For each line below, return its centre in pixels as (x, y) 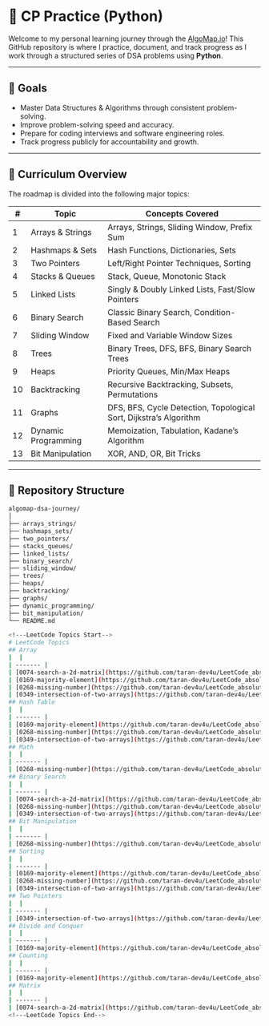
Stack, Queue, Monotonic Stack (167, 276)
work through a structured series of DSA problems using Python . (116, 55)
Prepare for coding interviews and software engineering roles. (122, 133)
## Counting (28, 955)
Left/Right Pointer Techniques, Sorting (179, 263)
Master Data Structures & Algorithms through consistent (112, 107)
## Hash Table (32, 702)
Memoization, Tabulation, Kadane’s (173, 430)
